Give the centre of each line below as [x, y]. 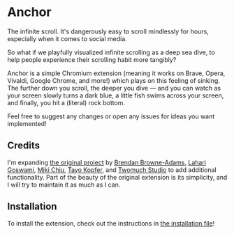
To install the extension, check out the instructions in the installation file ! [111, 223]
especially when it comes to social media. [67, 38]
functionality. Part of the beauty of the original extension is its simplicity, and [117, 177]
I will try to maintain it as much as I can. [64, 185]
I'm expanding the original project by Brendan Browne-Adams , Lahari [107, 162]
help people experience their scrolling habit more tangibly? [92, 59]
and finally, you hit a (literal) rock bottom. [66, 102]
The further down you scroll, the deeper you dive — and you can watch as [114, 88]
